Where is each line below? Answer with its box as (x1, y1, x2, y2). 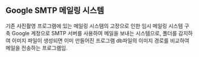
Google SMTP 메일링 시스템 (5, 5, 105, 16)
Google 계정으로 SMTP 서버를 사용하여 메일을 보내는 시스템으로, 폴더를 (11, 29, 178, 36)
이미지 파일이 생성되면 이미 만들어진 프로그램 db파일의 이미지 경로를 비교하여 (11, 37, 189, 44)
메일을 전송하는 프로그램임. (5, 44, 68, 51)
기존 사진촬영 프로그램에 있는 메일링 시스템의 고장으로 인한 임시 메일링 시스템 (5, 22, 184, 29)
